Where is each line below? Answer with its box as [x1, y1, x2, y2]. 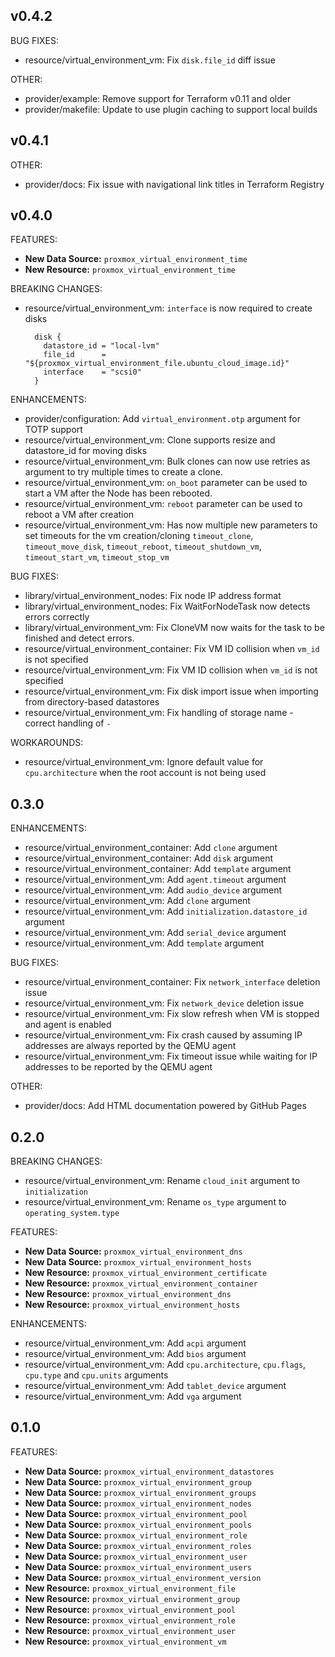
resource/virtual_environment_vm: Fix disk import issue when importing [24, 685, 319, 698]
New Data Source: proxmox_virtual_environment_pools [24, 1518, 252, 1530]
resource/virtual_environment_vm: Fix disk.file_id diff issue [24, 54, 276, 66]
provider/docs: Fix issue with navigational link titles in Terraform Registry [24, 178, 325, 190]
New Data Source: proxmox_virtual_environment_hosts [24, 1256, 252, 1268]
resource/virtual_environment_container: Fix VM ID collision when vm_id [24, 643, 320, 655]
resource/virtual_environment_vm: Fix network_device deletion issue [24, 997, 305, 1009]
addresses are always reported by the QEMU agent [24, 1040, 237, 1052]
